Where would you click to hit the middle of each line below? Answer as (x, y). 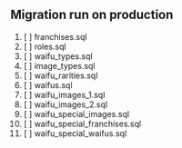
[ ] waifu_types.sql (58, 56)
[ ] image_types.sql (59, 65)
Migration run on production (92, 15)
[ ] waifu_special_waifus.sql (75, 133)
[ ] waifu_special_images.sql (76, 113)
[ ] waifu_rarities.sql (61, 75)
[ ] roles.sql (45, 46)
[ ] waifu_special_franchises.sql (82, 123)
